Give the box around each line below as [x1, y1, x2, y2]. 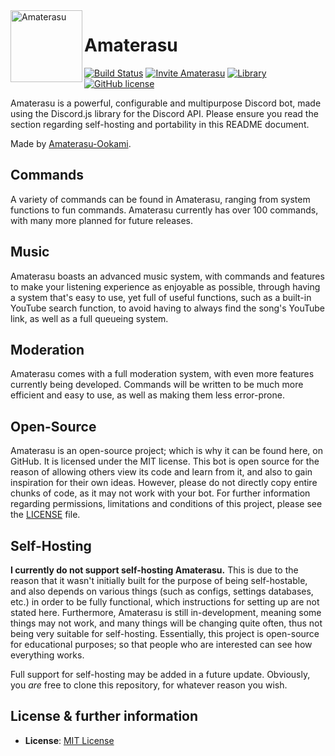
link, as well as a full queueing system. [10, 312, 169, 324]
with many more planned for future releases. [10, 214, 194, 226]
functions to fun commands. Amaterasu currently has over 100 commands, [10, 204, 319, 216]
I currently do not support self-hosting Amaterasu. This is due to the [10, 564, 299, 576]
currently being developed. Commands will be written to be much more [10, 379, 304, 391]
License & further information [10, 708, 199, 725]
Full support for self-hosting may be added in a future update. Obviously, [10, 669, 311, 680]
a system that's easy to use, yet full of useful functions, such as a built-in [10, 291, 312, 303]
